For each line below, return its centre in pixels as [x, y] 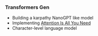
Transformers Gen [27, 7]
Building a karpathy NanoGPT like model [53, 18]
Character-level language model [44, 28]
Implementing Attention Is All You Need [51, 23]
